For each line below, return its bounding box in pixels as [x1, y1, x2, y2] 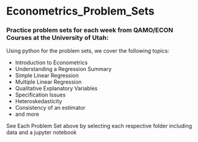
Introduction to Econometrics [15, 59, 88, 66]
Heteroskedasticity [15, 98, 62, 105]
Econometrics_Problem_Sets [6, 4, 154, 18]
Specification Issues [15, 91, 66, 98]
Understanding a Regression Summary [15, 66, 112, 73]
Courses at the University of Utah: [6, 33, 109, 42]
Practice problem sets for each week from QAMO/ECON [6, 26, 174, 35]
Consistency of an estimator [15, 104, 86, 112]
